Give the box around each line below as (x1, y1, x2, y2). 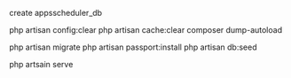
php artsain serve (9, 59, 74, 69)
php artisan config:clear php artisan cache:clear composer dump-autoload (9, 25, 282, 35)
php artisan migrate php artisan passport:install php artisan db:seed (9, 42, 257, 52)
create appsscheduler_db (9, 8, 103, 18)
